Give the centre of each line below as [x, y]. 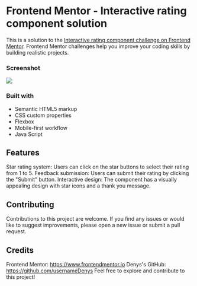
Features [23, 152]
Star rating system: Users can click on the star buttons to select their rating [98, 167]
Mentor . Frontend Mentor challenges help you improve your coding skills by [98, 46]
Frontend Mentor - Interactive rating [97, 11]
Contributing [30, 204]
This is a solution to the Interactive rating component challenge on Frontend [98, 40]
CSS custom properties [43, 115]
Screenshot [23, 68]
